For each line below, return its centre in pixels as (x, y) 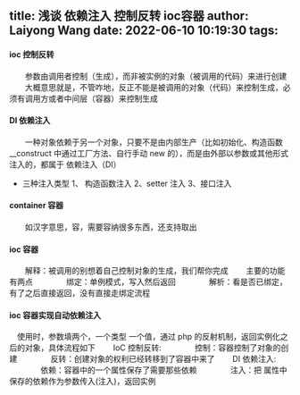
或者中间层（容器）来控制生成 (103, 98)
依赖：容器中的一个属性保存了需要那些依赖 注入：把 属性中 (164, 370)
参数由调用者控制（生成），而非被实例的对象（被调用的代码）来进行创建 (156, 76)
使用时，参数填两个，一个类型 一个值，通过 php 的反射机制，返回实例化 (149, 337)
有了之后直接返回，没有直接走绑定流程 (79, 293)
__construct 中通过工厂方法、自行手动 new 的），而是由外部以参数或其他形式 (149, 153)
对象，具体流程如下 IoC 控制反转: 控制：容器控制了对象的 (153, 348)
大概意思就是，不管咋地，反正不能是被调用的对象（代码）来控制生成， (154, 87)
